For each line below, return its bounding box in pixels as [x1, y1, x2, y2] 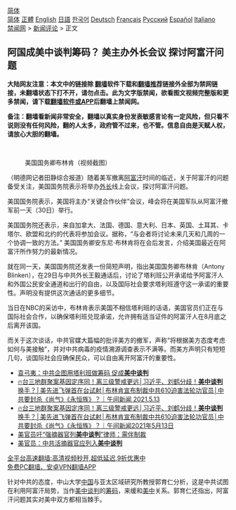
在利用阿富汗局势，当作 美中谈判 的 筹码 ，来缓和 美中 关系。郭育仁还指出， [7, 486, 216, 495]
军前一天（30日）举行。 [7, 205, 77, 214]
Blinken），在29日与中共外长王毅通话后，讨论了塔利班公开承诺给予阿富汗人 [7, 271, 224, 279]
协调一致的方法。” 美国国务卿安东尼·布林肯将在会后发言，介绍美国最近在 [13, 238, 220, 247]
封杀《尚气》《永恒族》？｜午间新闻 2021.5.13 [29, 395, 160, 403]
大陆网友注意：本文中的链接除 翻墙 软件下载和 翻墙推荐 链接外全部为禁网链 [7, 79, 218, 88]
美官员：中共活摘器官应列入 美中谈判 [17, 438, 123, 447]
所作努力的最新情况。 [19, 247, 81, 255]
